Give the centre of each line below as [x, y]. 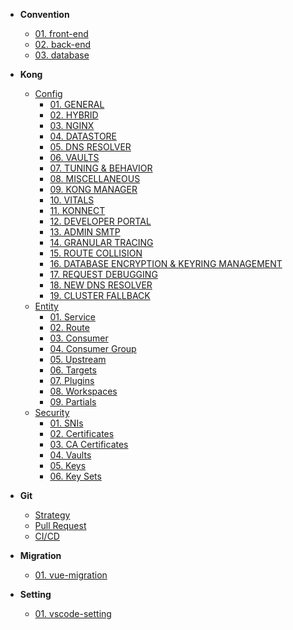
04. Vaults [70, 455]
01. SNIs [66, 423]
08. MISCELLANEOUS [95, 178]
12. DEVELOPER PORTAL [100, 221]
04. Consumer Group [93, 348]
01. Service [72, 317]
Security [52, 412]
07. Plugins [72, 380]
